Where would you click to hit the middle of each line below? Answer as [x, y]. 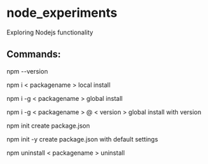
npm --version [27, 71]
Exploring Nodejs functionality [50, 32]
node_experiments [62, 13]
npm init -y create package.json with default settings [82, 139]
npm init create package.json [48, 125]
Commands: [34, 54]
